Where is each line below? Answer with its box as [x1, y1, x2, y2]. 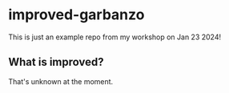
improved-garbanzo [8, 6, 145, 24]
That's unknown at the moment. [8, 76, 114, 86]
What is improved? [8, 55, 104, 69]
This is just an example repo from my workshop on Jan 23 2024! [8, 32, 222, 42]
